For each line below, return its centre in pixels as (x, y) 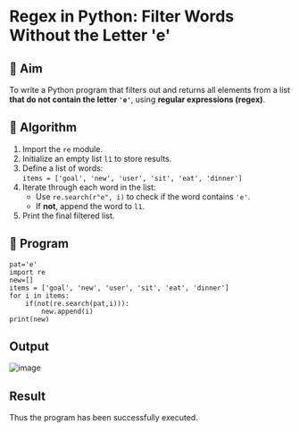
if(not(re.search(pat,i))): (77, 303)
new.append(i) (67, 311)
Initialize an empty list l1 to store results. (97, 158)
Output (29, 347)
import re (28, 272)
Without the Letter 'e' (90, 35)
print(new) (29, 319)
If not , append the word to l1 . (90, 206)
